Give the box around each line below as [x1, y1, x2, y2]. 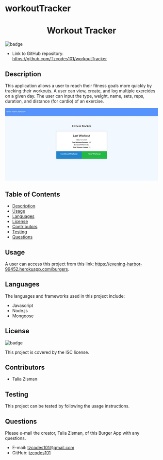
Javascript [12, 302, 33, 308]
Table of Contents [5, 190, 61, 198]
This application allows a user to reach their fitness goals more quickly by [5, 83, 152, 88]
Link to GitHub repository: [12, 51, 64, 56]
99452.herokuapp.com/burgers [5, 266, 68, 272]
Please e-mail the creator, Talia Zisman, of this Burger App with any [5, 430, 140, 436]
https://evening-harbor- [95, 261, 143, 267]
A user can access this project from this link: [5, 261, 94, 267]
